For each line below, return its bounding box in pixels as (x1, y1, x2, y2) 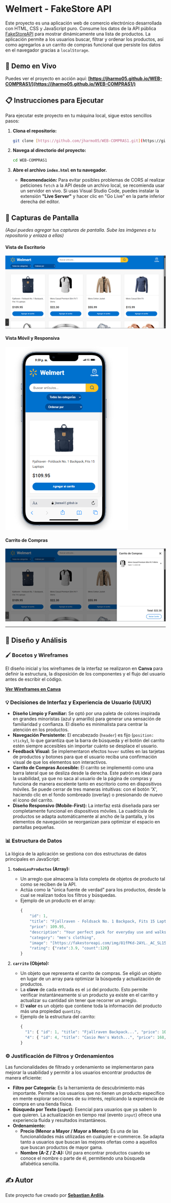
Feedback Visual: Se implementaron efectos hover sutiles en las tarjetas (12, 748, 165, 754)
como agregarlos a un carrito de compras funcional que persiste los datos (5, 41, 161, 47)
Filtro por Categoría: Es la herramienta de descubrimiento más (12, 1085, 145, 1091)
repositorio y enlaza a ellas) (5, 233, 64, 239)
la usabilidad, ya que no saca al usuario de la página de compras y (12, 775, 153, 781)
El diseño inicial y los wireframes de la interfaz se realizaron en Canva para (5, 665, 163, 671)
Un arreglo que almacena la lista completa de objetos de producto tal (20, 876, 165, 882)
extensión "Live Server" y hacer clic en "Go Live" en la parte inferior (20, 193, 165, 199)
